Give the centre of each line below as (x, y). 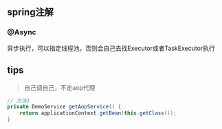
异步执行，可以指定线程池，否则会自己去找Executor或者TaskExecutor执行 (111, 48)
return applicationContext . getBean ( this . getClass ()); (98, 113)
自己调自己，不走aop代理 (59, 87)
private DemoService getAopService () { (64, 107)
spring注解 (30, 12)
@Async (22, 32)
